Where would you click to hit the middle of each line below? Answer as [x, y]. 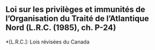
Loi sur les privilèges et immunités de [75, 10]
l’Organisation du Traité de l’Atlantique [77, 19]
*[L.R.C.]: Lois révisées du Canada [47, 42]
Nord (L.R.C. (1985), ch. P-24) [61, 28]
